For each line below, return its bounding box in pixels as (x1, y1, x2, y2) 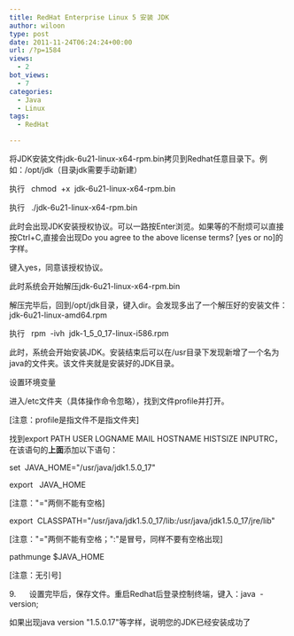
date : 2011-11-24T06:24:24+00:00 (9, 37, 133, 47)
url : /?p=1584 (9, 46, 62, 55)
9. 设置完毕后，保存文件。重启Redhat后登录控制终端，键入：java (9, 589, 256, 599)
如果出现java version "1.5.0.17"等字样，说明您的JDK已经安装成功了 (9, 617, 251, 627)
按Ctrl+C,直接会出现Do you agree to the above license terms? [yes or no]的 (9, 232, 283, 242)
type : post (9, 29, 50, 38)
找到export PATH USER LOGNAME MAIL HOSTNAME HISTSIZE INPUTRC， (9, 434, 283, 444)
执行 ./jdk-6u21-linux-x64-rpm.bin (9, 202, 138, 213)
